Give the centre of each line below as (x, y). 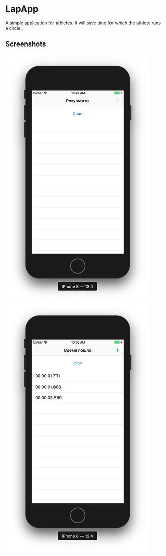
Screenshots (26, 44)
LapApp (22, 9)
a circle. (13, 28)
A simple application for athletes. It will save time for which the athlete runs (83, 23)
